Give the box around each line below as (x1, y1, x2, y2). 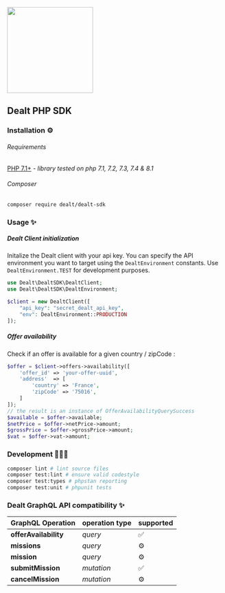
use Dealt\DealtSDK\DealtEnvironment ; (7, 286, 118, 293)
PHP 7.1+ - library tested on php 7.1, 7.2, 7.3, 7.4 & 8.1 (7, 164, 154, 172)
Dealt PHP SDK (7, 105, 72, 117)
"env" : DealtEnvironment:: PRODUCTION (19, 311, 128, 318)
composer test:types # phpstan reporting (7, 478, 128, 485)
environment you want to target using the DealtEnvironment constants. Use (7, 259, 219, 267)
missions (10, 541, 41, 550)
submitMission (10, 563, 60, 573)
